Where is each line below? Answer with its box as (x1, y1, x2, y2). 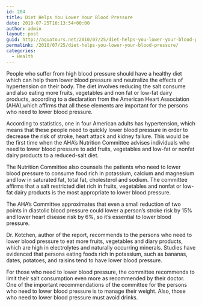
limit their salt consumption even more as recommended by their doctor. (6, 274, 185, 282)
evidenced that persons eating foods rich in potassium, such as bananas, (6, 250, 188, 257)
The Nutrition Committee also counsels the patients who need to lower (6, 163, 182, 170)
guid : (6, 37, 20, 43)
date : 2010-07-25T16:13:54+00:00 (6, 20, 90, 26)
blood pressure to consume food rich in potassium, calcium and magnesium (6, 169, 194, 177)
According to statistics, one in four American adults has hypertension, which (6, 119, 195, 127)
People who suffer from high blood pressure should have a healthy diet (6, 70, 182, 77)
